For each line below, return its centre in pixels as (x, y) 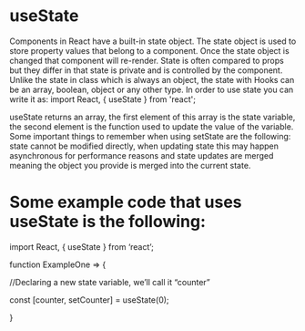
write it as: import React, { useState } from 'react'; (102, 99)
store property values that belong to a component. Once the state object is (149, 50)
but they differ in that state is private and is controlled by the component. (146, 70)
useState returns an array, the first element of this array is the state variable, (152, 117)
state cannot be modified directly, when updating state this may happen (144, 146)
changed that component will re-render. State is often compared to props (147, 60)
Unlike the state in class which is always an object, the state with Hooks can (152, 79)
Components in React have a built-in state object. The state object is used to (153, 41)
